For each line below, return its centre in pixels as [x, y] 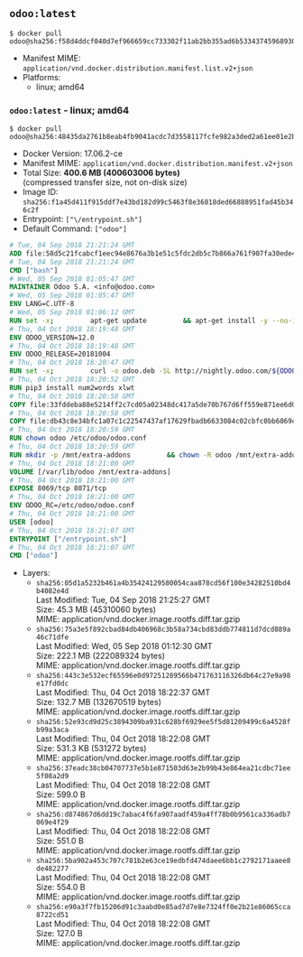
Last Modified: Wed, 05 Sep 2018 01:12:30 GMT [124, 646]
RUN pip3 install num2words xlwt [72, 387]
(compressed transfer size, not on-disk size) [105, 182]
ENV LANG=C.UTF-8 [42, 304]
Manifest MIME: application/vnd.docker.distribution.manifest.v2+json [157, 163]
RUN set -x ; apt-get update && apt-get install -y [139, 321]
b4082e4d [52, 591]
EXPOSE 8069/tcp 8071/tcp [58, 488]
